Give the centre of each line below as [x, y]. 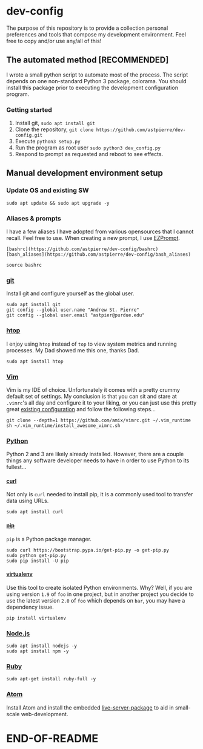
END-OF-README [52, 738]
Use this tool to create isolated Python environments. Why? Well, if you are [99, 587]
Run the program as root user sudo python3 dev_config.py [88, 148]
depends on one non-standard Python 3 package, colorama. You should [96, 81]
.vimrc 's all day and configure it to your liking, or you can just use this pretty [101, 403]
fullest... [16, 467]
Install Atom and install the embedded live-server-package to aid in [90, 707]
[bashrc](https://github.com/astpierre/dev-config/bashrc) [82, 249]
